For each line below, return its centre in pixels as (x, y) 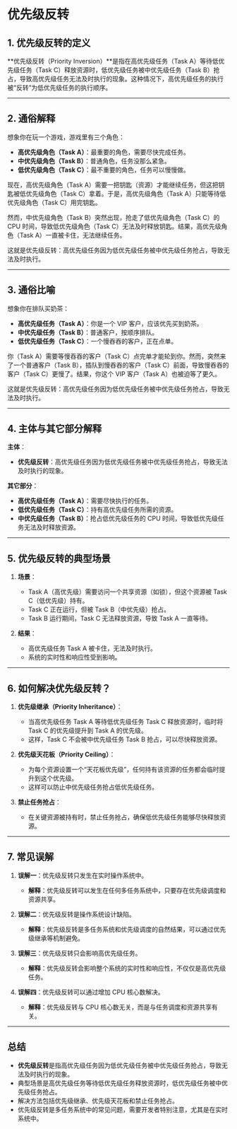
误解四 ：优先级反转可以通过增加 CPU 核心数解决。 (91, 992)
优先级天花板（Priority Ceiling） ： (66, 754)
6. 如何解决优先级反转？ (59, 688)
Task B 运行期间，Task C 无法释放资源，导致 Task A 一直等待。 (120, 619)
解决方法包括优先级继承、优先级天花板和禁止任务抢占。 (98, 1101)
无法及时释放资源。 (51, 527)
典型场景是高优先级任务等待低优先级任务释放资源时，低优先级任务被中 (120, 1083)
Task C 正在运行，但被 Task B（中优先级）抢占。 (99, 609)
